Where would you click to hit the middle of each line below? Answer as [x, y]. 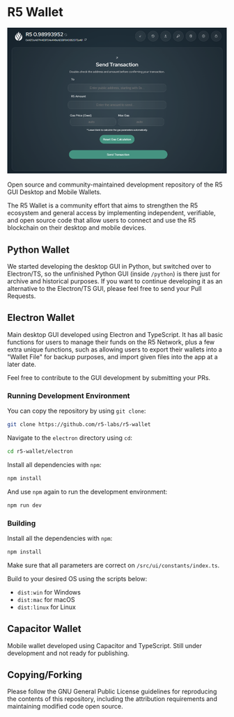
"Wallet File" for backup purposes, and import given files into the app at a [112, 356]
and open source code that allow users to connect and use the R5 [102, 221]
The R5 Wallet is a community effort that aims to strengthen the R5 [103, 205]
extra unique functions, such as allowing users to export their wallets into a [115, 349]
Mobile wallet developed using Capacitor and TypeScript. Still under [105, 645]
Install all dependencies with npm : [55, 464]
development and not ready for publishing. [68, 653]
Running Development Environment [69, 395]
